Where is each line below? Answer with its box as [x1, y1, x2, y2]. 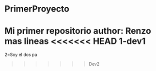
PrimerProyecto [4, 3, 70, 14]
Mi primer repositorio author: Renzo [4, 26, 151, 37]
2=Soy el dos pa [4, 52, 37, 57]
